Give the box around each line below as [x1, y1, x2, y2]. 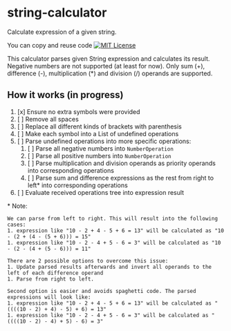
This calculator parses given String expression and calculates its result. [7, 54, 210, 63]
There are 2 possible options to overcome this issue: [7, 257, 169, 264]
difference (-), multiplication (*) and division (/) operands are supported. [7, 69, 213, 77]
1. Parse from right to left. [7, 275, 95, 283]
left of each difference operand [7, 269, 104, 276]
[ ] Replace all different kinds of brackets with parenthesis [17, 122, 182, 131]
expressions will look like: [7, 294, 91, 301]
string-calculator [7, 5, 107, 21]
